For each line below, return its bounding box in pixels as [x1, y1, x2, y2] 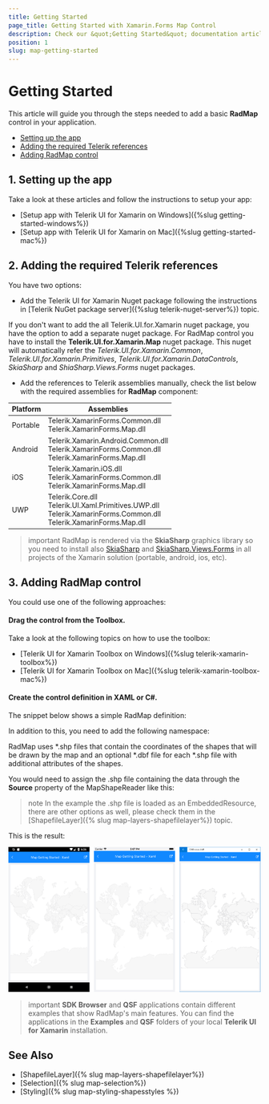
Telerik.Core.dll [47, 492, 98, 501]
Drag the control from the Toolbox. [8, 615, 126, 625]
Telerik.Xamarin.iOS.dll [47, 464, 122, 473]
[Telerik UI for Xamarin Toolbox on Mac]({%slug [19, 666, 179, 676]
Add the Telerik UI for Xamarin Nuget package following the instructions [19, 295, 258, 305]
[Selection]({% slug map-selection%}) [19, 1078, 147, 1088]
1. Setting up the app [8, 173, 113, 187]
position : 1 [8, 39, 48, 47]
